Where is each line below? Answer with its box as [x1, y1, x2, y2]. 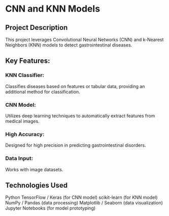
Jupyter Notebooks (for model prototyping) [5, 205, 96, 211]
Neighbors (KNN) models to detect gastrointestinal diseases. [5, 42, 132, 48]
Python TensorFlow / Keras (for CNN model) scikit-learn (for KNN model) [5, 194, 158, 200]
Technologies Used [5, 181, 67, 190]
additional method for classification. [5, 89, 80, 95]
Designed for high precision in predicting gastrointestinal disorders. [5, 142, 146, 148]
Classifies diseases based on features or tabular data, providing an [5, 83, 145, 89]
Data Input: [5, 155, 33, 162]
